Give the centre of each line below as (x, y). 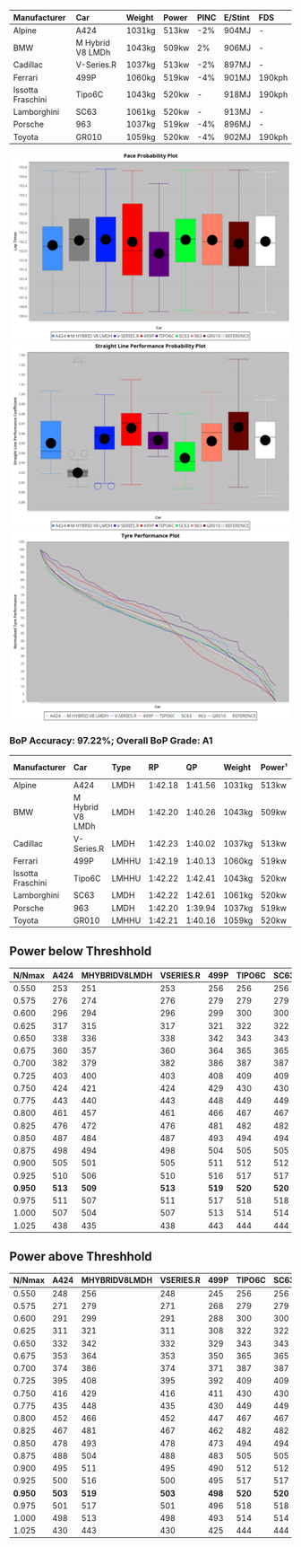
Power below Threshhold (81, 951)
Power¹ (274, 768)
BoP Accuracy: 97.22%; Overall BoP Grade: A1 (111, 740)
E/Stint (237, 17)
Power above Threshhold (81, 1257)
